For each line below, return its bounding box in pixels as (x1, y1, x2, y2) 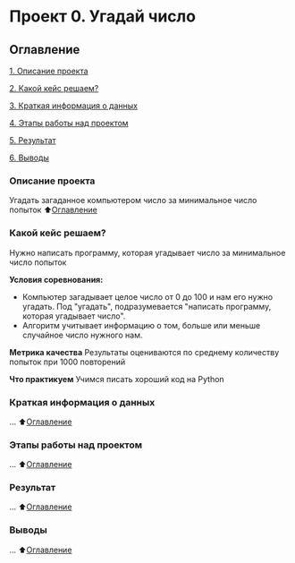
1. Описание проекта (9, 65, 88, 76)
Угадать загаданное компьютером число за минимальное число (9, 195, 257, 206)
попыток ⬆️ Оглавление (9, 204, 98, 216)
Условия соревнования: (9, 274, 104, 285)
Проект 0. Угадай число (9, 6, 197, 27)
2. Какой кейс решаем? (9, 83, 99, 93)
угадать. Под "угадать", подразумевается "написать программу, (21, 301, 272, 311)
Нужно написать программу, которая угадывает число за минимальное (9, 247, 286, 258)
